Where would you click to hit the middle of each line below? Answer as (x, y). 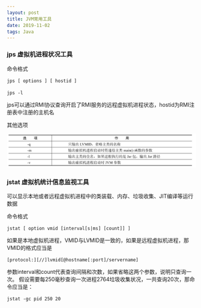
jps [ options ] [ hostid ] (42, 81)
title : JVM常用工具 (29, 19)
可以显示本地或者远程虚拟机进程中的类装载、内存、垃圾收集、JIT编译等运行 (100, 196)
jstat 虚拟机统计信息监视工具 (48, 182)
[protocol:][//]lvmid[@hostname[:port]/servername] (73, 260)
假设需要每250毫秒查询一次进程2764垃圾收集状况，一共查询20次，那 (104, 279)
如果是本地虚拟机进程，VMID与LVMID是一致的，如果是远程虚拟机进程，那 (98, 240)
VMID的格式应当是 (30, 248)
